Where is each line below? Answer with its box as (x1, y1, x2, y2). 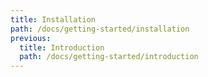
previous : (10, 33, 52, 43)
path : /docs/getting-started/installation (10, 24, 190, 34)
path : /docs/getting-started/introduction (19, 52, 199, 62)
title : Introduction (19, 42, 105, 53)
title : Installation (10, 14, 97, 25)
